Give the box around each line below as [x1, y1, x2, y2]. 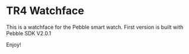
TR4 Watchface [6, 4, 85, 18]
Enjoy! [6, 41, 22, 48]
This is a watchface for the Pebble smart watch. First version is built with [6, 23, 184, 31]
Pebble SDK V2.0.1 [6, 29, 52, 36]
